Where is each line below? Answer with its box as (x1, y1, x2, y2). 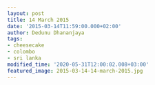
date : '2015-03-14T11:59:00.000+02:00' (7, 23, 122, 29)
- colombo (7, 49, 36, 56)
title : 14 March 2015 (7, 16, 70, 23)
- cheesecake (7, 42, 45, 49)
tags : (7, 36, 23, 42)
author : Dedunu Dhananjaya (7, 29, 85, 36)
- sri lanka (7, 55, 41, 62)
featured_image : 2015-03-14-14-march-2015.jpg (7, 67, 143, 74)
